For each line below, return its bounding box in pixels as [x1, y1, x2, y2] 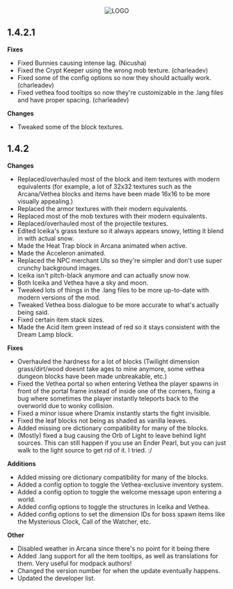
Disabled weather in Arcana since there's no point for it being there [17, 544, 210, 553]
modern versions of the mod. [17, 293, 101, 301]
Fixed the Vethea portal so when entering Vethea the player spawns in [17, 379, 219, 388]
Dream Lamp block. [17, 330, 74, 338]
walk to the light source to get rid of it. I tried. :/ [17, 446, 152, 454]
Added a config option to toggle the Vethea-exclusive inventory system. [17, 480, 224, 489]
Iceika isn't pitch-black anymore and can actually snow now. [17, 271, 191, 279]
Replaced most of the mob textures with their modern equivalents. [17, 212, 207, 220]
